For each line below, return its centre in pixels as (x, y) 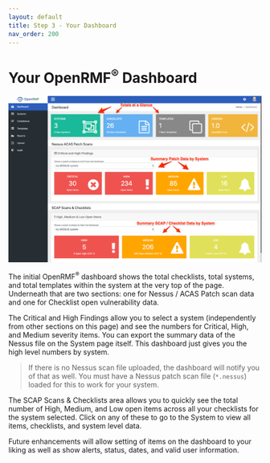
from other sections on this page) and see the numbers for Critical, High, (129, 326)
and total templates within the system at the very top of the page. (117, 285)
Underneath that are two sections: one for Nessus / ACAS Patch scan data (131, 293)
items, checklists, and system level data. (75, 425)
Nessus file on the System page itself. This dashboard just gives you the (128, 343)
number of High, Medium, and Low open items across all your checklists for (133, 408)
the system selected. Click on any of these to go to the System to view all (130, 417)
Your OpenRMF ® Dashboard (103, 76)
